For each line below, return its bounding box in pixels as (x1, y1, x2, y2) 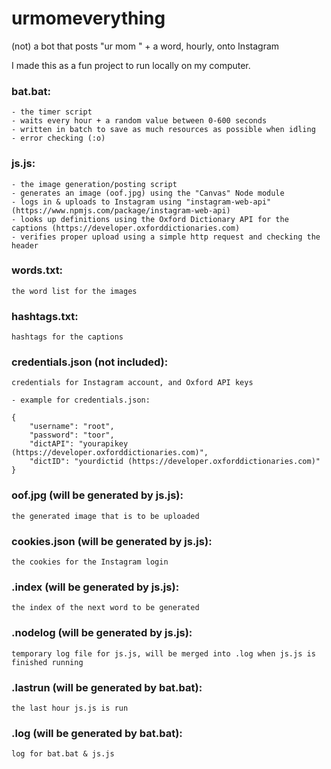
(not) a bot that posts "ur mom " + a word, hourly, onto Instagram (11, 40, 280, 52)
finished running (11, 657, 84, 667)
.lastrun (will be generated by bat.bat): (11, 680, 203, 694)
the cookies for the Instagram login (11, 557, 169, 567)
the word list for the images (11, 286, 138, 296)
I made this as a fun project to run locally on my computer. (11, 59, 251, 71)
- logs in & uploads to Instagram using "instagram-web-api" (11, 197, 272, 207)
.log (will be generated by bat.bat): (11, 726, 183, 740)
